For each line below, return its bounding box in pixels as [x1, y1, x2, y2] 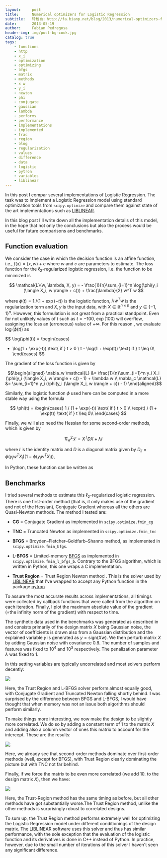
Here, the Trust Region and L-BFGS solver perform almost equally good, [5, 685, 153, 691]
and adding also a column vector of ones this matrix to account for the [5, 726, 149, 732]
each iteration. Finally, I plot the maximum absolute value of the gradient [5, 604, 153, 610]
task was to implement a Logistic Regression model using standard [5, 197, 142, 203]
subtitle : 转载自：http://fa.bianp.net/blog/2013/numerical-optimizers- [5, 16, 161, 21]
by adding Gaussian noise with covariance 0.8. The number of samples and [5, 639, 160, 646]
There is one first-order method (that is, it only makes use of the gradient [5, 498, 155, 504]
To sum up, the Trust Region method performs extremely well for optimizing [5, 815, 161, 821]
